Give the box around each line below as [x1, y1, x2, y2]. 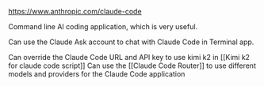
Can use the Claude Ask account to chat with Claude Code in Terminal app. [8, 37, 254, 47]
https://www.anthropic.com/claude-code [8, 7, 142, 16]
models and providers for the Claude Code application [8, 69, 186, 78]
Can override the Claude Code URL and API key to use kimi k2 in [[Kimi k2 [8, 53, 251, 62]
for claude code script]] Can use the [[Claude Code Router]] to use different [8, 61, 256, 70]
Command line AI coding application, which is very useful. [8, 22, 198, 31]
